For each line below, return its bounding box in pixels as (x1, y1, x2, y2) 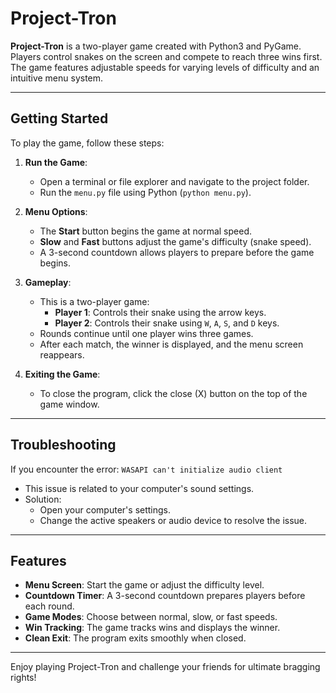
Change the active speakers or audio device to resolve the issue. (39, 514, 308, 526)
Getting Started (10, 110, 109, 127)
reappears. (39, 348, 85, 361)
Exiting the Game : (24, 368, 101, 380)
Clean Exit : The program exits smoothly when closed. (24, 632, 247, 644)
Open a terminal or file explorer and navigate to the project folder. (39, 175, 310, 187)
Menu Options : (24, 205, 88, 217)
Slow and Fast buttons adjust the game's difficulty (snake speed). (39, 235, 312, 247)
